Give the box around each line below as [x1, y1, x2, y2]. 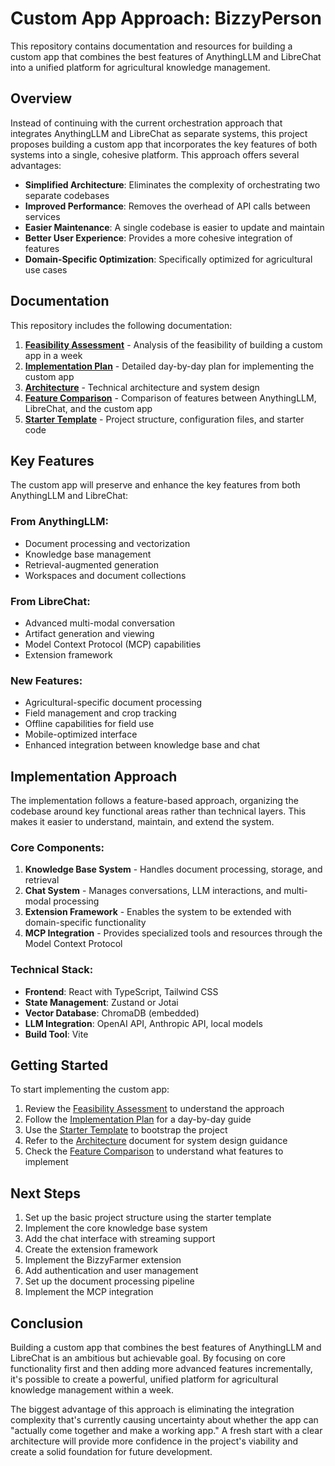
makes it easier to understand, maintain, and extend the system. [10, 816, 275, 828]
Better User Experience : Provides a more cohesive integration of [24, 232, 293, 244]
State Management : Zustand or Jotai [24, 996, 179, 1008]
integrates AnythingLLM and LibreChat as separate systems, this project [10, 127, 308, 139]
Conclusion [10, 1315, 84, 1332]
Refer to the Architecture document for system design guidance [24, 1135, 288, 1147]
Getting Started [10, 1057, 109, 1074]
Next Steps [10, 1185, 81, 1202]
